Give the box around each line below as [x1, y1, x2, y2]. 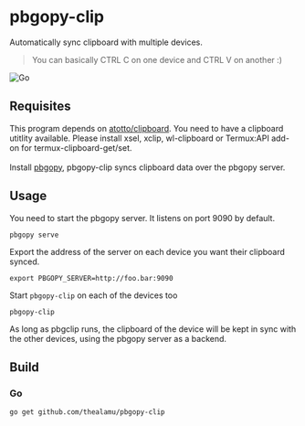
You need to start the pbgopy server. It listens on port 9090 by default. [9, 212, 276, 223]
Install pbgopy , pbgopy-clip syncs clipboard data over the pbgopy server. [9, 162, 286, 173]
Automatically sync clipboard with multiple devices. [9, 37, 203, 48]
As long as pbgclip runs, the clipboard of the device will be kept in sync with [9, 323, 297, 335]
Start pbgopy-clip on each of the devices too [9, 290, 178, 301]
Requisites [9, 99, 71, 114]
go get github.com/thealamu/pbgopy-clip [9, 408, 166, 417]
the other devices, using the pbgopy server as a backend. [9, 333, 226, 344]
